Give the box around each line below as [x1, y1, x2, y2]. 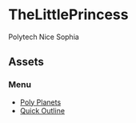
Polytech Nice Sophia [8, 32, 80, 42]
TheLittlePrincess [8, 6, 129, 24]
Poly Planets [19, 97, 62, 107]
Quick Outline [19, 105, 66, 115]
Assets [8, 55, 44, 69]
